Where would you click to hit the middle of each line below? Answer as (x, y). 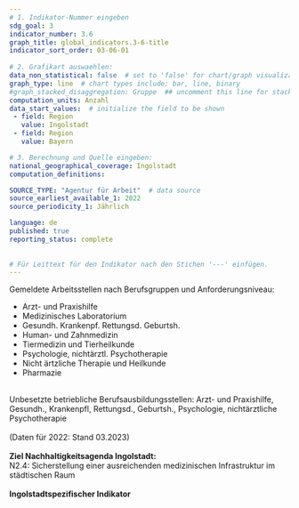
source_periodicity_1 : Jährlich (69, 207)
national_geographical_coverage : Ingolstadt (93, 165)
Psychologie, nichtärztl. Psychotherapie (95, 354)
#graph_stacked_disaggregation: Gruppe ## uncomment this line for (139, 92)
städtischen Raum (42, 475)
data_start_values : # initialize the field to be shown (117, 109)
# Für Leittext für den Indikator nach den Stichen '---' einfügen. (139, 264)
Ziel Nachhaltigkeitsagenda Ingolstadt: (83, 456)
